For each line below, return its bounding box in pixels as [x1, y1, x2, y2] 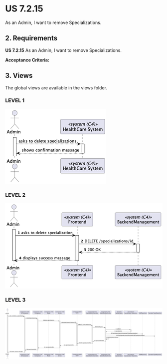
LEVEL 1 [5, 97, 25, 104]
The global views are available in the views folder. [5, 84, 107, 90]
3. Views [5, 71, 33, 80]
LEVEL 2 [5, 191, 26, 198]
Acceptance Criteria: [5, 57, 50, 63]
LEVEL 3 [5, 297, 26, 304]
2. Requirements [5, 34, 58, 42]
